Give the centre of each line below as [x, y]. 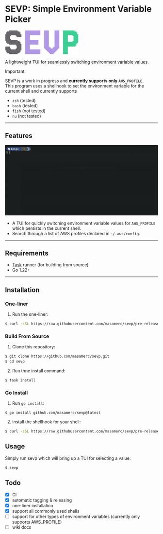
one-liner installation [33, 505]
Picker [18, 19]
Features [19, 136]
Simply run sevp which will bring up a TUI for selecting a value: [68, 458]
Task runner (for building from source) [50, 265]
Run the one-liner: [30, 314]
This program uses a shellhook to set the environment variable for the [75, 86]
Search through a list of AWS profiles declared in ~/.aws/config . [76, 233]
